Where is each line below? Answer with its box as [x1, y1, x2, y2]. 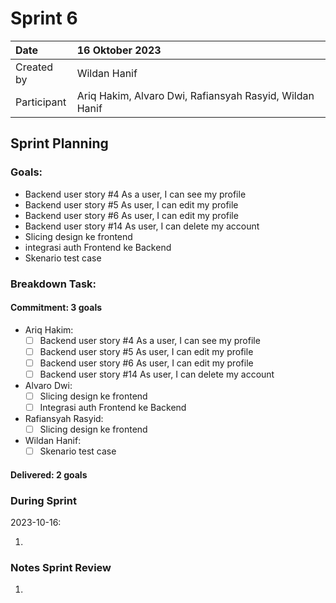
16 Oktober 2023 [76, 43, 162, 57]
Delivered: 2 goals [10, 468, 88, 481]
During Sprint [10, 493, 77, 507]
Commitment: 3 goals [10, 302, 103, 314]
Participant [15, 95, 67, 109]
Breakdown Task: [10, 277, 97, 291]
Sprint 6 [10, 7, 78, 30]
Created [15, 60, 54, 74]
